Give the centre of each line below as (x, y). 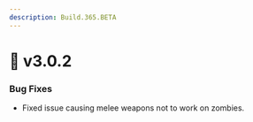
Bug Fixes (31, 88)
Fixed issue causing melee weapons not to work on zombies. (133, 108)
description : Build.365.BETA (63, 17)
